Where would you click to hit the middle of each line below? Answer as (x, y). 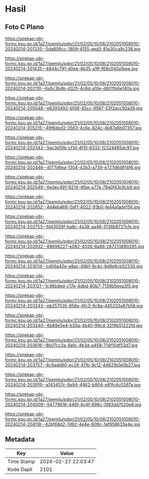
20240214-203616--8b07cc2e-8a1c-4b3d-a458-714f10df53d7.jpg (71, 345)
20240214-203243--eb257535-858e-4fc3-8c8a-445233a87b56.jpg (74, 306)
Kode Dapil (20, 469)
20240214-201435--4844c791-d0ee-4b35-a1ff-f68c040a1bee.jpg (71, 69)
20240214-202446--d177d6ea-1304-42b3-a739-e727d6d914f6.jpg (73, 167)
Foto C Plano (25, 27)
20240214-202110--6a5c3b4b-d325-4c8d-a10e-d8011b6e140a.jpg (72, 88)
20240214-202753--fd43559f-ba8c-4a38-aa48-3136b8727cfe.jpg (72, 227)
